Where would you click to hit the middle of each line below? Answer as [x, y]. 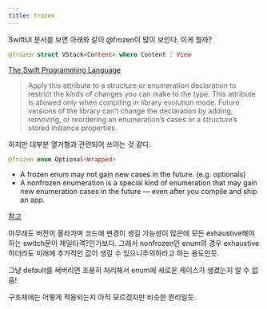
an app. [32, 200]
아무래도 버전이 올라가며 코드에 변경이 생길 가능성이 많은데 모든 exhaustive [125, 233]
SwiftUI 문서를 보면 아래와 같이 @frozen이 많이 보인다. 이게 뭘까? [110, 39]
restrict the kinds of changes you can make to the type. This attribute [141, 93]
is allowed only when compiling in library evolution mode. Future [133, 102]
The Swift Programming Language [65, 69]
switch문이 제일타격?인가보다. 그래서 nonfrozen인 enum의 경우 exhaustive [141, 244]
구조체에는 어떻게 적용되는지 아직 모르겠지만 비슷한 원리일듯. [102, 297]
